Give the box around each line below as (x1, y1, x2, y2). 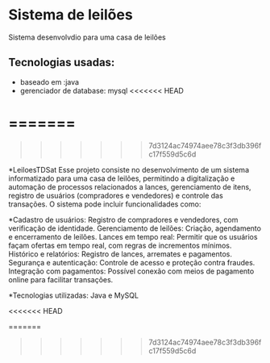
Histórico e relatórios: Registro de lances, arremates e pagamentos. (8, 248, 232, 259)
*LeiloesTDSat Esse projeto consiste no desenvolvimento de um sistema (8, 165, 250, 174)
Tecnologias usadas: (8, 56, 115, 69)
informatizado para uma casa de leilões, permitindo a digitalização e (8, 173, 235, 183)
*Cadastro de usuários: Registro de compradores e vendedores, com (8, 215, 239, 224)
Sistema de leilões (8, 6, 133, 24)
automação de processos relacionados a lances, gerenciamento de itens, (8, 181, 251, 191)
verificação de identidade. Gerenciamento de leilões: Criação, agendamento (8, 223, 262, 233)
